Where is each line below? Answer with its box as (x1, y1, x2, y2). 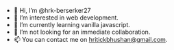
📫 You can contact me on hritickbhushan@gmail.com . (13, 36, 168, 43)
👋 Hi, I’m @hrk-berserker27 (13, 7, 91, 14)
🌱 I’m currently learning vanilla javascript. (13, 21, 130, 28)
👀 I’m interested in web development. (13, 14, 119, 22)
